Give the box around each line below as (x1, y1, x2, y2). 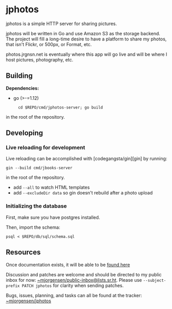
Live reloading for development (6, 144, 85, 151)
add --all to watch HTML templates (13, 184, 90, 190)
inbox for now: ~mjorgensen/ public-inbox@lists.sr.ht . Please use (6, 277, 142, 283)
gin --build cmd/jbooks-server (6, 165, 73, 171)
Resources (6, 248, 41, 257)
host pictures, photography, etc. (6, 56, 74, 62)
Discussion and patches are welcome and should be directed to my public (6, 271, 162, 277)
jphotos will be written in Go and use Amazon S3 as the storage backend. (6, 30, 161, 36)
